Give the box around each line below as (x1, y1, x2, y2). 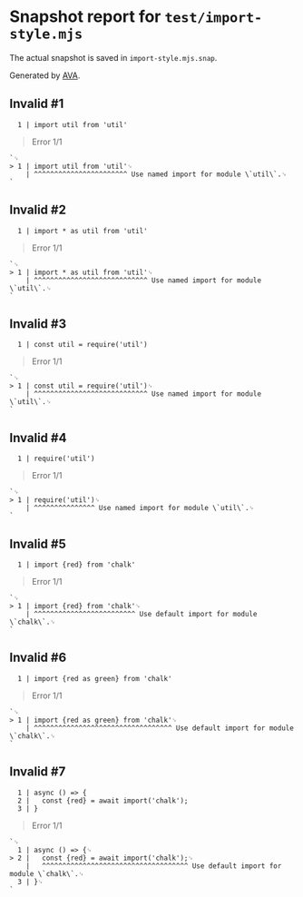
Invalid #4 (9, 429, 67, 446)
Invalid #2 (9, 202, 66, 218)
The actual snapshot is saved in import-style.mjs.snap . (9, 52, 218, 63)
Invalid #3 (9, 316, 66, 331)
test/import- (164, 9, 263, 26)
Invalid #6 (9, 650, 67, 665)
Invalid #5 (9, 536, 66, 551)
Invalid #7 (9, 764, 66, 780)
